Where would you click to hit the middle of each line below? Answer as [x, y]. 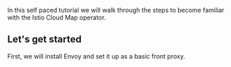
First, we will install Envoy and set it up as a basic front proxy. [96, 56]
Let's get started [45, 39]
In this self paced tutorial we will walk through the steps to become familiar [116, 10]
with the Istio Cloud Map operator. [57, 17]
